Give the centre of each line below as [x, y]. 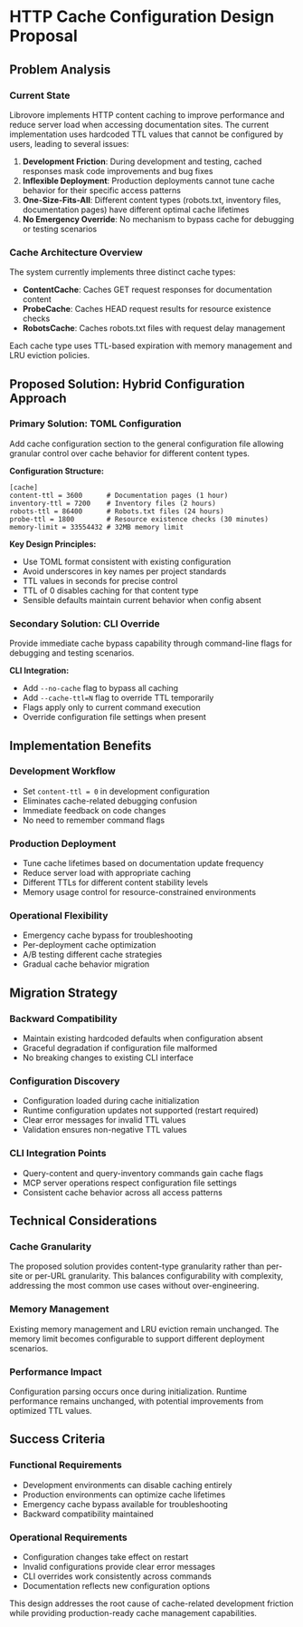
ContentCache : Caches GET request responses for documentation [147, 290]
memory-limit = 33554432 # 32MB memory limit [96, 527]
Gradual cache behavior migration [86, 964]
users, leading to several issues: [69, 143]
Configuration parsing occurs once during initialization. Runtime [128, 1391]
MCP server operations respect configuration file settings [129, 1183]
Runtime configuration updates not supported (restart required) [141, 1111]
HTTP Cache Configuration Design [142, 17]
